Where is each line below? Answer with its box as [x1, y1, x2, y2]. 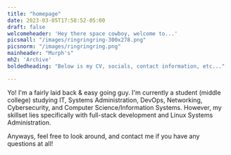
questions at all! [7, 139, 54, 148]
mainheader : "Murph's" [7, 50, 74, 57]
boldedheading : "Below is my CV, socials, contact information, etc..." [7, 63, 225, 70]
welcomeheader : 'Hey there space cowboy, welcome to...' [7, 30, 178, 37]
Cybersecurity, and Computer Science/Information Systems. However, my [7, 103, 222, 111]
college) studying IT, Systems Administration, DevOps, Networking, [7, 96, 203, 104]
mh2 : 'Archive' [7, 56, 52, 63]
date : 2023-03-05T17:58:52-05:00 [7, 17, 106, 24]
